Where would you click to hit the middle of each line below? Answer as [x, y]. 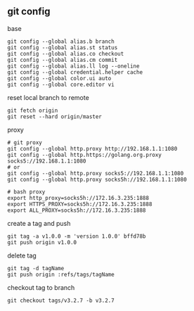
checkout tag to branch [41, 287]
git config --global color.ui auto [59, 78]
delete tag [22, 255]
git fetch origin [33, 110]
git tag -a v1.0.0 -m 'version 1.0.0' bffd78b [77, 236]
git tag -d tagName [36, 268]
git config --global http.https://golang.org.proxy [84, 155]
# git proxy [25, 142]
